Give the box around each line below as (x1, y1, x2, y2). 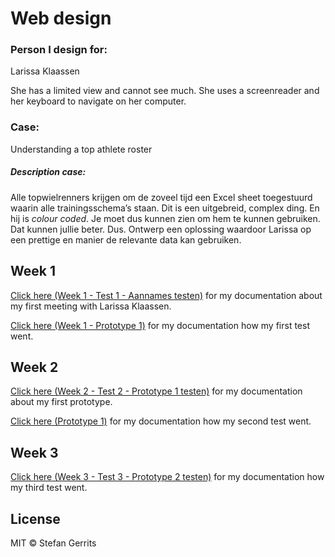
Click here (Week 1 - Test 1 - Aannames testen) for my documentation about (10, 289, 323, 301)
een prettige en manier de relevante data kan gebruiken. (10, 233, 242, 246)
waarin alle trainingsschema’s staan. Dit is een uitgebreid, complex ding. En (10, 202, 320, 214)
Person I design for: (10, 43, 108, 57)
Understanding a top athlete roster (10, 143, 153, 155)
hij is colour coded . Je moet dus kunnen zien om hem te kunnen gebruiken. (10, 212, 321, 224)
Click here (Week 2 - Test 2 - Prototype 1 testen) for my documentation (10, 385, 303, 397)
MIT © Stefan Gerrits (10, 537, 97, 549)
